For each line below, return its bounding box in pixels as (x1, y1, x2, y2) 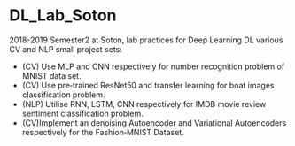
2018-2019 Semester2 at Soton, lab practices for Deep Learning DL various (9, 35, 283, 45)
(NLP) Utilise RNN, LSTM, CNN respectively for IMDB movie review (21, 98, 267, 109)
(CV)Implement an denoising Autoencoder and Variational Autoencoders (21, 117, 287, 128)
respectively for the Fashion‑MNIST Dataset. (21, 127, 184, 137)
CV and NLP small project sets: (9, 43, 122, 54)
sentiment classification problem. (21, 108, 144, 119)
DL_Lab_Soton (9, 5, 117, 26)
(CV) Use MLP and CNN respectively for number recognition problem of (21, 61, 285, 72)
